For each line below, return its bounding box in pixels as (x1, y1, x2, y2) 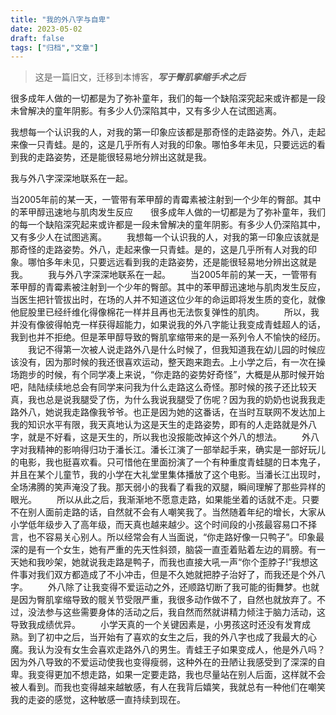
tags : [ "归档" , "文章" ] (10, 42, 99, 53)
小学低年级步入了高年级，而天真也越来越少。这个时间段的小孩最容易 (10, 519, 291, 531)
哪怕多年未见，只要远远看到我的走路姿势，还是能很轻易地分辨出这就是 (27, 256, 317, 268)
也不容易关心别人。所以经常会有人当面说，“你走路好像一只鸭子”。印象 (27, 531, 317, 543)
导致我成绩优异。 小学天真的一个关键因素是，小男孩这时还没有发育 (10, 619, 302, 631)
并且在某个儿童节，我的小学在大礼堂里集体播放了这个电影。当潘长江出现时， (10, 469, 326, 481)
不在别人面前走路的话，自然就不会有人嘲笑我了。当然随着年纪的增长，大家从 (10, 506, 326, 518)
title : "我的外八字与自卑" (10, 14, 111, 25)
